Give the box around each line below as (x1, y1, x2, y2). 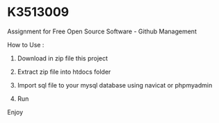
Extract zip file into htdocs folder (17, 67, 111, 76)
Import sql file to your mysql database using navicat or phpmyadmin (17, 81, 213, 89)
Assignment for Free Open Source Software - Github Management (7, 27, 197, 35)
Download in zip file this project (17, 54, 108, 63)
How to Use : (7, 40, 44, 49)
